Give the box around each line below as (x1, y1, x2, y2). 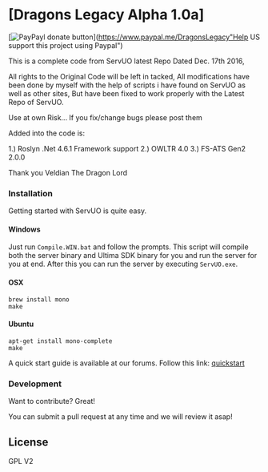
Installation (8, 188, 54, 199)
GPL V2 (8, 456, 34, 466)
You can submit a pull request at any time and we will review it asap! (8, 412, 234, 422)
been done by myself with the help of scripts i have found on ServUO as (8, 80, 246, 90)
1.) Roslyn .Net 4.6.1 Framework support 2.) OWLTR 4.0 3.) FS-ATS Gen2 (8, 143, 246, 153)
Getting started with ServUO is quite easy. (8, 206, 147, 216)
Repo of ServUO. (8, 97, 64, 107)
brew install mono (8, 295, 70, 304)
